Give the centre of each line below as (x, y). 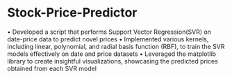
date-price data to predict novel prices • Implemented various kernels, (108, 39)
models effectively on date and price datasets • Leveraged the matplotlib (112, 54)
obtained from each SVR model (52, 68)
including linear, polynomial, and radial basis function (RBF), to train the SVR (116, 46)
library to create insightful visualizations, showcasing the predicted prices (113, 61)
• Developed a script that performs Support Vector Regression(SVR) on (109, 32)
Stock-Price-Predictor (72, 13)
